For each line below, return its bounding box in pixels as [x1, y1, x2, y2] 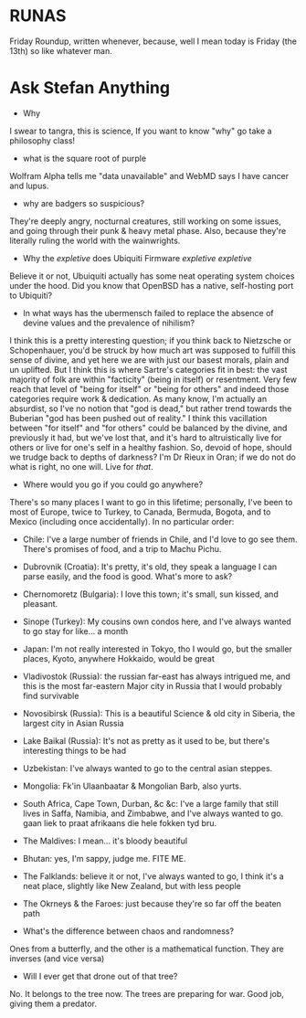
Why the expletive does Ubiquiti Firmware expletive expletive [22, 252, 253, 263]
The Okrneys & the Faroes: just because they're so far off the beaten [22, 897, 281, 909]
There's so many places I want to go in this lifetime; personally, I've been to [9, 496, 293, 507]
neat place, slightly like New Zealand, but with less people [22, 880, 242, 891]
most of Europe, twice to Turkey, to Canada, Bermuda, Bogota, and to [9, 506, 271, 517]
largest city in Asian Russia [22, 717, 125, 728]
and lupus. [9, 180, 49, 191]
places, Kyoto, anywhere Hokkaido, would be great [22, 652, 215, 663]
